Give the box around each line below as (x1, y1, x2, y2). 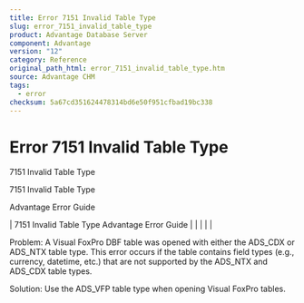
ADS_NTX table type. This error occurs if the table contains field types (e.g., (9, 247, 295, 258)
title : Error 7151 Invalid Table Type (9, 13, 156, 23)
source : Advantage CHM (9, 73, 95, 82)
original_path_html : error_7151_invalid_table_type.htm (9, 64, 225, 73)
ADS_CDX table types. (9, 266, 93, 277)
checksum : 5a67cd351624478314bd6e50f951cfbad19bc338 (9, 97, 213, 107)
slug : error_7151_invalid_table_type (9, 22, 152, 31)
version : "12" (9, 47, 64, 56)
